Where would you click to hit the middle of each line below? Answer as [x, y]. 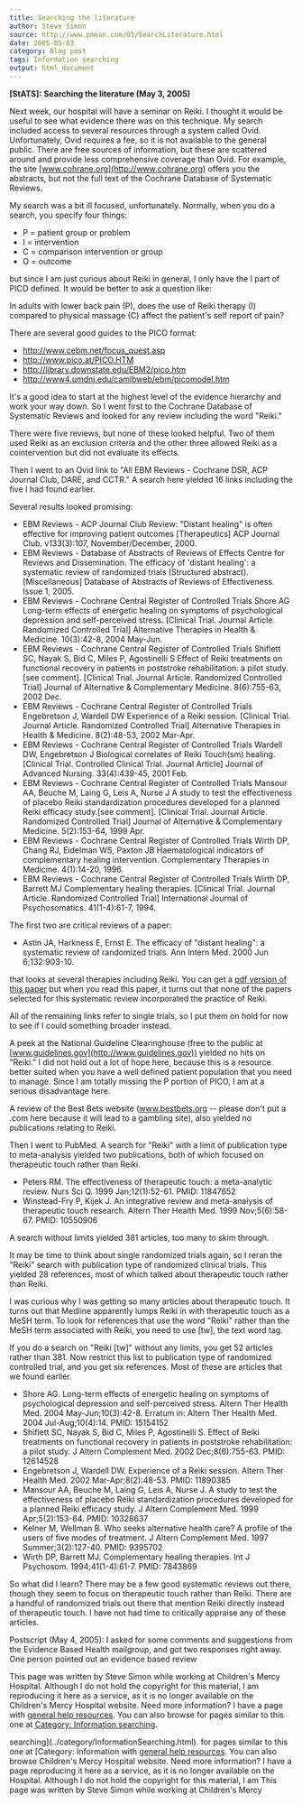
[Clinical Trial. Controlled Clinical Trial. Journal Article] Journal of [143, 763]
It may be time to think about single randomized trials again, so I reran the [146, 1254]
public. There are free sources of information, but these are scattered [138, 149]
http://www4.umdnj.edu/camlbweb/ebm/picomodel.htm [126, 379]
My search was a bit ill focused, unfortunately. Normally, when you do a [142, 205]
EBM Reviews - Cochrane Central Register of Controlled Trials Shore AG [156, 600]
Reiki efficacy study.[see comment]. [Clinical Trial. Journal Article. [145, 811]
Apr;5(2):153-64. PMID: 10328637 [85, 1518]
